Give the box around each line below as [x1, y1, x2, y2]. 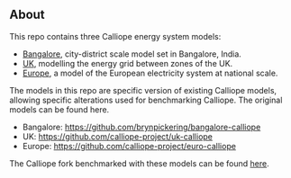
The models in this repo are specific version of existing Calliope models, [9, 85, 277, 95]
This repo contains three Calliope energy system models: [9, 31, 222, 41]
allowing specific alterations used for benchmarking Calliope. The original [9, 94, 283, 105]
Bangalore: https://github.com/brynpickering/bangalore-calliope [22, 121, 261, 132]
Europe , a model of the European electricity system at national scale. [22, 67, 278, 78]
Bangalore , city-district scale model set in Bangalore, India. [22, 49, 241, 59]
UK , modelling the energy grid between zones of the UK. [22, 58, 233, 68]
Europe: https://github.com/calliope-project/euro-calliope [22, 140, 237, 151]
